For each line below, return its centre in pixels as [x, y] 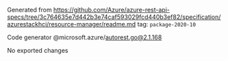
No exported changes [38, 50]
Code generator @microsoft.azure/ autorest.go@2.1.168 [85, 37]
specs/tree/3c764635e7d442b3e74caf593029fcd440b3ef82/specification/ [114, 17]
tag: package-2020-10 [167, 24]
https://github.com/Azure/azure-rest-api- [112, 10]
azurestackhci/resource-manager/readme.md [72, 24]
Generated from [30, 10]
